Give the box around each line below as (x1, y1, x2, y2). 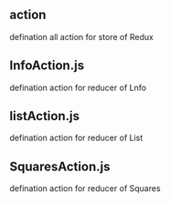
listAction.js (9, 108, 80, 124)
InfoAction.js (9, 58, 85, 74)
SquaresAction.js (9, 158, 111, 174)
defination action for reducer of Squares (9, 183, 162, 194)
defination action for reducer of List (9, 132, 143, 144)
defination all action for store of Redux (9, 31, 154, 42)
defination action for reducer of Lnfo (9, 82, 147, 93)
